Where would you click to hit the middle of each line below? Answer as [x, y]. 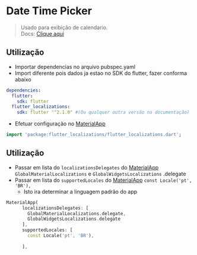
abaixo [23, 79]
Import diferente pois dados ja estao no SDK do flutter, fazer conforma [101, 73]
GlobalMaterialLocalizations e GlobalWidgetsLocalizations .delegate [100, 174]
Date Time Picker [49, 11]
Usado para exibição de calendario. [64, 27]
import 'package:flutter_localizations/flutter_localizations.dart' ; [94, 135]
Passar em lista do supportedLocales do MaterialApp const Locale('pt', [103, 180]
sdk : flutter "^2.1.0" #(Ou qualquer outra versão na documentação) [103, 112]
